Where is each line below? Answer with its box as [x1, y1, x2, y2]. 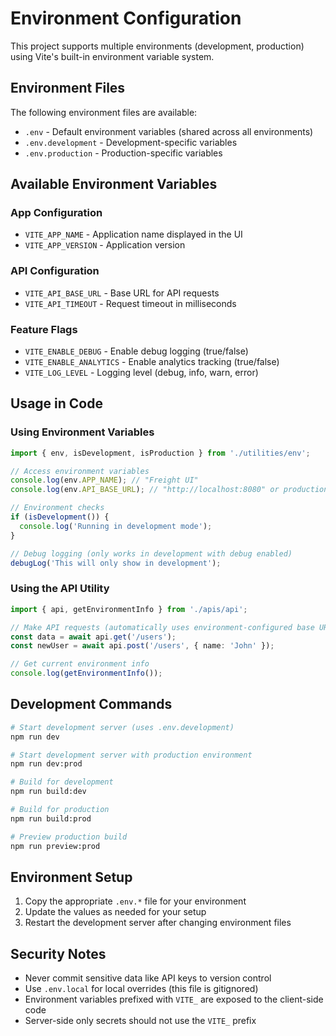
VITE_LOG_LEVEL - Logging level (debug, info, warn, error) [24, 367, 259, 379]
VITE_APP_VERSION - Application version [24, 239, 186, 251]
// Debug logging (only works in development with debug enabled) [10, 548, 293, 559]
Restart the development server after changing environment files [24, 917, 292, 929]
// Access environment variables [10, 466, 150, 476]
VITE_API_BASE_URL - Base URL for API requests [24, 287, 220, 299]
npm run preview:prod [10, 841, 101, 851]
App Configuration [10, 206, 103, 220]
